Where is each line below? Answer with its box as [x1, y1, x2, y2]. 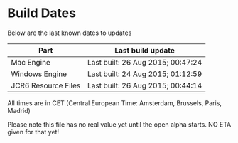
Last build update [114, 45, 175, 55]
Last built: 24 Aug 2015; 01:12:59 [87, 69, 202, 79]
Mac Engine [11, 57, 51, 67]
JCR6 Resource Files [11, 80, 81, 90]
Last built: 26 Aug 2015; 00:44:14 [87, 80, 202, 90]
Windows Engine [11, 69, 67, 79]
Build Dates [7, 5, 77, 21]
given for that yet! [7, 127, 59, 136]
